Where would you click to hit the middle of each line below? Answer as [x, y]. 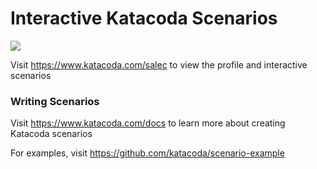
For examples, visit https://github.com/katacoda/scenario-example [147, 153]
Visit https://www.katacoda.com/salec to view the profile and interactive [159, 64]
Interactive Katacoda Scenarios [144, 18]
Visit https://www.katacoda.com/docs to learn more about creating [148, 123]
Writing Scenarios [55, 101]
